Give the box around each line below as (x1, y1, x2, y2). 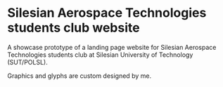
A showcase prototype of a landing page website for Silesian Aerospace (7, 43, 217, 51)
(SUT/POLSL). (7, 58, 48, 66)
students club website (7, 20, 140, 36)
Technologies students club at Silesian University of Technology (7, 51, 193, 59)
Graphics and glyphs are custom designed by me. (7, 72, 152, 80)
